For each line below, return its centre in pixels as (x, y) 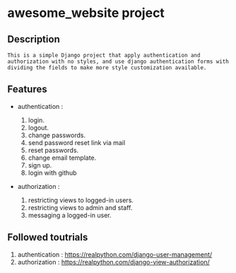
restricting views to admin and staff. (80, 207)
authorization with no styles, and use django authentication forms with (118, 62)
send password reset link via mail (77, 142)
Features (27, 89)
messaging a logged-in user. (70, 215)
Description (34, 39)
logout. (39, 127)
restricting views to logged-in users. (81, 200)
